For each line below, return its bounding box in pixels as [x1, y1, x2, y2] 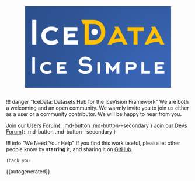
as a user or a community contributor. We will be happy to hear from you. [6, 110, 182, 117]
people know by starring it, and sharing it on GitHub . [6, 145, 133, 152]
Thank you [6, 158, 30, 163]
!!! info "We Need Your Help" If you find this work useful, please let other [6, 139, 180, 146]
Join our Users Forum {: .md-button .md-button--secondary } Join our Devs [6, 122, 187, 129]
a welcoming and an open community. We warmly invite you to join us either [6, 104, 189, 111]
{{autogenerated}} [6, 168, 51, 175]
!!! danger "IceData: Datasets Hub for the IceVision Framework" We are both [6, 98, 189, 105]
